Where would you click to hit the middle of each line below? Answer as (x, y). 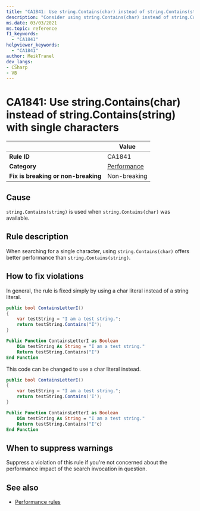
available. (18, 218)
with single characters (62, 127)
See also (22, 487)
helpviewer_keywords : (33, 45)
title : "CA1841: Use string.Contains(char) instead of (76, 12)
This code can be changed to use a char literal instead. (74, 369)
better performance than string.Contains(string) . (68, 257)
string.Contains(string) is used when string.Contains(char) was (88, 212)
